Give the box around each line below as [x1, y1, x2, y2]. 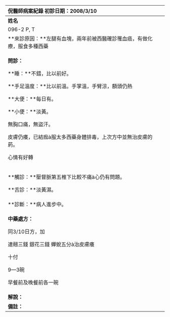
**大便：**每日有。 [8, 96, 57, 102]
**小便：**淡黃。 [8, 108, 52, 115]
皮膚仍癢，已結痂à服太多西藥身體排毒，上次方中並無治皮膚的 [8, 134, 153, 140]
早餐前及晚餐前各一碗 [8, 279, 59, 286]
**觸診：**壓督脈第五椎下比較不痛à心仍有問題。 [8, 174, 125, 180]
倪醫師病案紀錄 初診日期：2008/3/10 [8, 8, 97, 14]
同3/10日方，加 [8, 228, 45, 235]
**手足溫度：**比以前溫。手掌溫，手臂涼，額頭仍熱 [8, 83, 133, 89]
